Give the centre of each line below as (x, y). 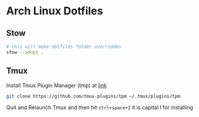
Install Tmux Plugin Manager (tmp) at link (56, 85)
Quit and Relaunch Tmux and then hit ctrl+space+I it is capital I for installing (99, 107)
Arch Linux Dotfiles (55, 11)
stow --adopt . (25, 52)
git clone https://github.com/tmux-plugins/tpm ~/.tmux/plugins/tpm (93, 96)
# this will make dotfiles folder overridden (64, 47)
